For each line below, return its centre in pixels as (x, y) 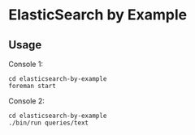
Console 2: (26, 101)
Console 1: (26, 64)
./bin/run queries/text (49, 123)
